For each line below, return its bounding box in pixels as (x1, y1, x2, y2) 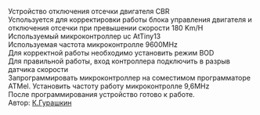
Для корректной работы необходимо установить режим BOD (8, 49, 215, 57)
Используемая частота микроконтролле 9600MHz (8, 40, 179, 49)
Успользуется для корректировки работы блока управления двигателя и (8, 15, 252, 24)
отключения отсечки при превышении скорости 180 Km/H (8, 23, 204, 32)
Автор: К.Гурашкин (8, 98, 72, 107)
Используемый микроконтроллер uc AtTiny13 (8, 31, 161, 41)
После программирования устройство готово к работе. (8, 90, 195, 99)
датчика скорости (8, 65, 69, 74)
